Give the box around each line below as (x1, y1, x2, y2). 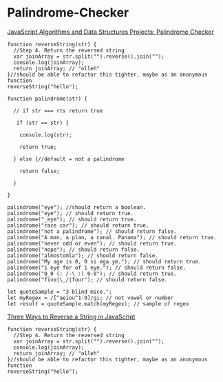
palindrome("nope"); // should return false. (7, 246, 140, 253)
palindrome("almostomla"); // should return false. (7, 252, 158, 259)
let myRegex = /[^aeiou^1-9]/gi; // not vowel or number (7, 294, 174, 301)
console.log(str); (19, 131, 72, 139)
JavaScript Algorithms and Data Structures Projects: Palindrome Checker (7, 28, 215, 36)
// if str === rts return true (13, 107, 103, 114)
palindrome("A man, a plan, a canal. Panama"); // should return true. (7, 234, 217, 241)
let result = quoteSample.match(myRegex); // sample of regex (7, 300, 189, 308)
